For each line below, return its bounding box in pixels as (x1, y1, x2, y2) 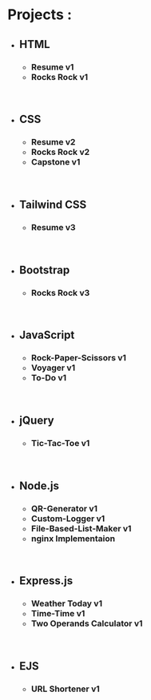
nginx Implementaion (30, 533, 116, 544)
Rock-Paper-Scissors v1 (30, 352, 127, 364)
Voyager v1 (30, 362, 76, 373)
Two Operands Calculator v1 (30, 618, 143, 629)
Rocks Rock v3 (30, 287, 90, 298)
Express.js (18, 574, 74, 588)
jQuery (18, 414, 54, 428)
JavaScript (18, 328, 75, 342)
